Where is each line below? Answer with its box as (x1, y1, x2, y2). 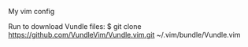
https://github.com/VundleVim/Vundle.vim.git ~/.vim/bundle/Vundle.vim (8, 31, 241, 39)
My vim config (8, 7, 55, 16)
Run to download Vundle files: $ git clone (8, 22, 142, 31)
